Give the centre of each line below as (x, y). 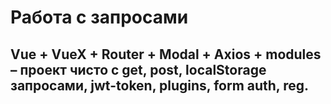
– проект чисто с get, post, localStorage (138, 69)
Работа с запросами (99, 17)
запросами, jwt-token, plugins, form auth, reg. (160, 85)
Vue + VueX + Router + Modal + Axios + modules (166, 54)
